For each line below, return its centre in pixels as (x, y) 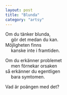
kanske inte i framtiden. (35, 51)
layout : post (19, 10)
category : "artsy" (25, 20)
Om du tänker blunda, (28, 34)
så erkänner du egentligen (33, 71)
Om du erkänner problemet (33, 61)
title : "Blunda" (22, 15)
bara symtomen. (28, 77)
